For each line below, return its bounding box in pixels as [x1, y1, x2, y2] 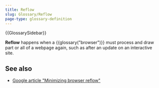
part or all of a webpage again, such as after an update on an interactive [5, 45, 153, 51]
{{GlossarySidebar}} [5, 30, 47, 36]
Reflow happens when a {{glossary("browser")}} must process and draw [5, 40, 155, 45]
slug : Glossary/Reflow [5, 12, 52, 17]
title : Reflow [5, 7, 35, 12]
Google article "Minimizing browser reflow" [12, 78, 101, 84]
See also [5, 64, 32, 73]
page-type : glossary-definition [5, 16, 72, 21]
